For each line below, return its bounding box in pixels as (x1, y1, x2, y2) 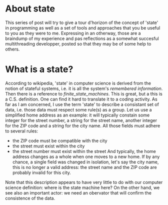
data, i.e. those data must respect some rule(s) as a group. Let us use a (5, 106, 152, 112)
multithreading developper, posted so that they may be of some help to (5, 40, 151, 46)
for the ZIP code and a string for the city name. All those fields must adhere (5, 122, 160, 128)
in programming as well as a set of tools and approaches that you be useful (5, 24, 160, 30)
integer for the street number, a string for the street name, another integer (5, 117, 157, 123)
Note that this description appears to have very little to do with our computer (5, 179, 163, 185)
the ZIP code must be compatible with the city (12, 137, 107, 143)
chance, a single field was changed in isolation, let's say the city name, (12, 158, 159, 165)
